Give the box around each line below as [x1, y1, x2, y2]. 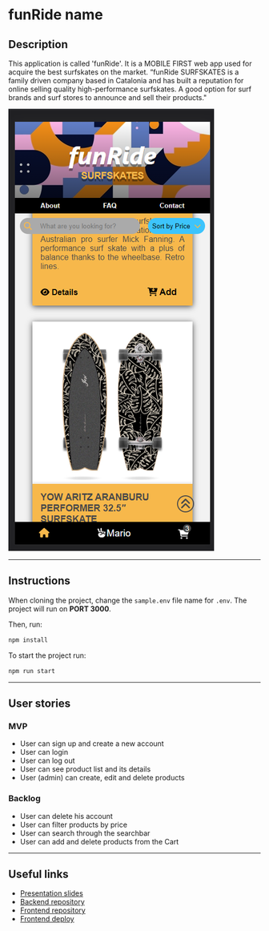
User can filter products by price [19, 820, 128, 829]
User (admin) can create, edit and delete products [19, 773, 186, 783]
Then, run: [8, 619, 42, 629]
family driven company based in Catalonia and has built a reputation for [8, 76, 244, 85]
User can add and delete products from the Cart [19, 836, 179, 846]
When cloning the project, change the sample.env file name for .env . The [8, 595, 247, 605]
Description [8, 38, 68, 51]
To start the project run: [8, 651, 86, 660]
